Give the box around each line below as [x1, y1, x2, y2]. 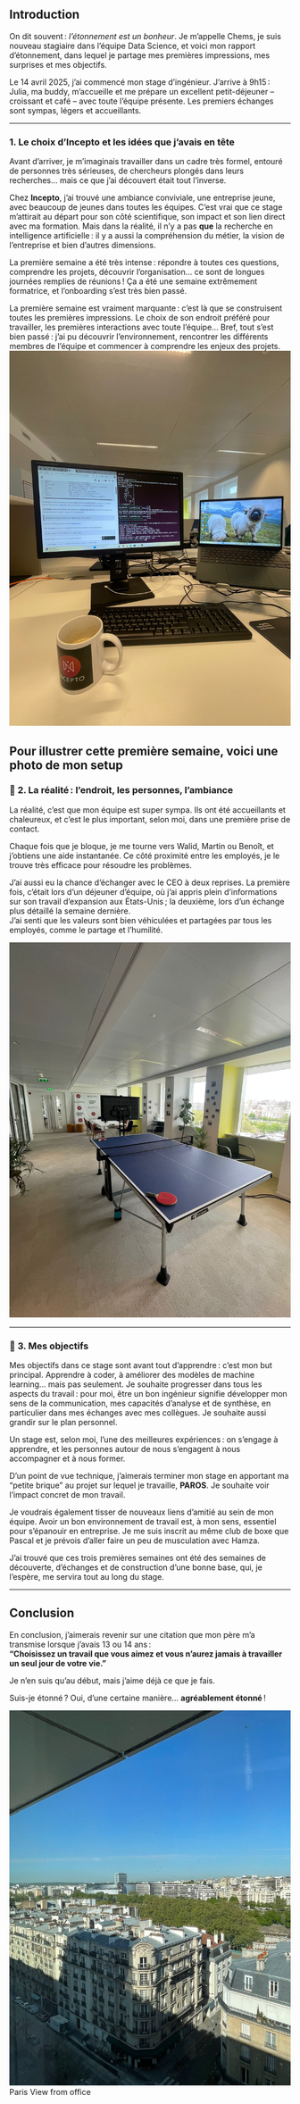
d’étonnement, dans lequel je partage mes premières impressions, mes [9, 49, 271, 61]
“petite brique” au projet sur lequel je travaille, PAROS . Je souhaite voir [9, 1480, 270, 1490]
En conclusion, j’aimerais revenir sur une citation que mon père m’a [9, 1629, 256, 1640]
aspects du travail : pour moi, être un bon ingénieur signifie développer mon [9, 1389, 287, 1399]
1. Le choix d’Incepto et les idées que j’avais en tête [9, 136, 235, 148]
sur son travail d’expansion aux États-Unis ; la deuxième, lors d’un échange [9, 896, 285, 906]
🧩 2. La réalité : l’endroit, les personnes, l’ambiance [9, 784, 234, 797]
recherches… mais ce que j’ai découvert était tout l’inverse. [9, 175, 227, 186]
